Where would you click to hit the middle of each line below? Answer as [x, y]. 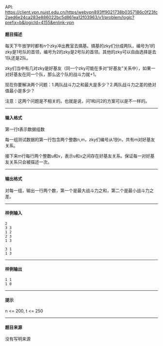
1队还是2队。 [18, 58]
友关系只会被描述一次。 [28, 162]
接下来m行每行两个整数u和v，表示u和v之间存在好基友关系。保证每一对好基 [80, 156]
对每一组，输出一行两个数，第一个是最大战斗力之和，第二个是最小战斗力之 [79, 190]
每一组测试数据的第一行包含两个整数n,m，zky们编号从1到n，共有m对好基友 [80, 140]
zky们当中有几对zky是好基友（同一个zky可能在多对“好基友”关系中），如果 [78, 68]
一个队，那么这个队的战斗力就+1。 [65, 74]
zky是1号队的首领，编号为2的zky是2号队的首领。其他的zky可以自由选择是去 [81, 52]
